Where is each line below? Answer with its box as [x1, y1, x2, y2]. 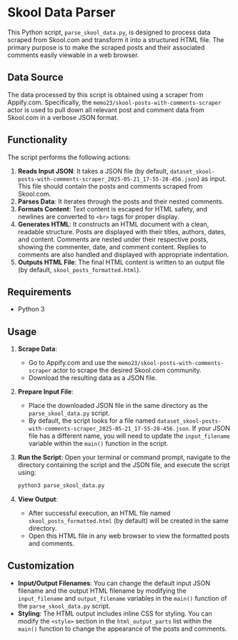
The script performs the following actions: [7, 153, 131, 161]
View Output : [17, 495, 59, 504]
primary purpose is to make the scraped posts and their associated [7, 43, 205, 51]
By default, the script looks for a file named [28, 416, 156, 425]
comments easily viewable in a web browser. [7, 51, 139, 59]
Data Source [7, 71, 64, 84]
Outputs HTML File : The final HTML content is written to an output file [17, 258, 225, 266]
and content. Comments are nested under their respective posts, [17, 235, 209, 244]
